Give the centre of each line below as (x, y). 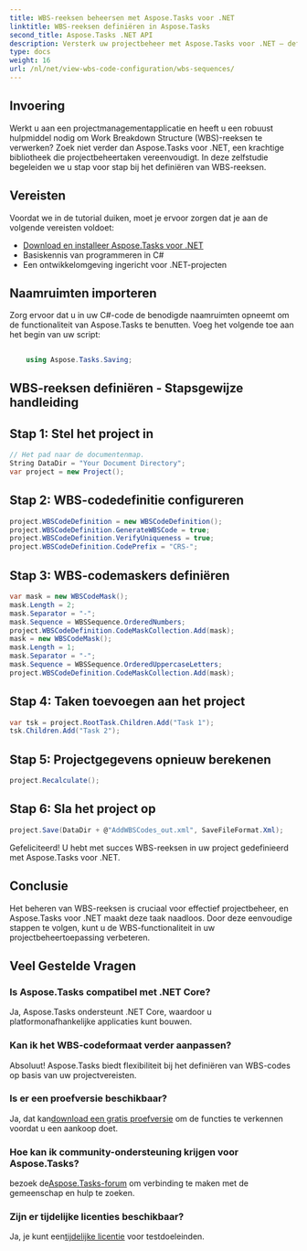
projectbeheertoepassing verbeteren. (80, 937)
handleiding (44, 403)
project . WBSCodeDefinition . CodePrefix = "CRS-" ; (104, 547)
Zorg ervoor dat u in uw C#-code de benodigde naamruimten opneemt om (149, 315)
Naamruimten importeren (83, 293)
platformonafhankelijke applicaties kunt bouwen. (101, 1021)
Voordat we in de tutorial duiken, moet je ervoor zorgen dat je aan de (139, 218)
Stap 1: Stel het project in (81, 434)
